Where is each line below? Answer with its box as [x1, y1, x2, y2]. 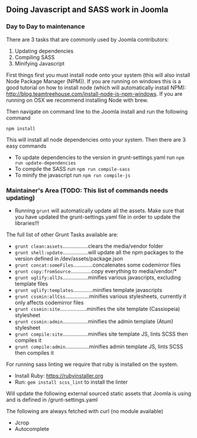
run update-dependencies [14, 160, 76, 166]
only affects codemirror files [14, 299, 84, 306]
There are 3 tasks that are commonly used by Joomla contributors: [6, 35, 169, 43]
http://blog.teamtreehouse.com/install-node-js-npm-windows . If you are [6, 90, 183, 97]
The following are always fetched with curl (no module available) [6, 407, 164, 414]
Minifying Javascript [14, 60, 65, 67]
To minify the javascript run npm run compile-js [14, 171, 131, 179]
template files [14, 280, 49, 287]
